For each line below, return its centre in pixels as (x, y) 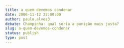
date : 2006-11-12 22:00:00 (33, 14)
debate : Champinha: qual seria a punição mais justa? (62, 24)
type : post (16, 38)
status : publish (22, 33)
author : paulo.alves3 (28, 19)
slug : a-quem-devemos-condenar (38, 28)
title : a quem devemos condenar (39, 10)
